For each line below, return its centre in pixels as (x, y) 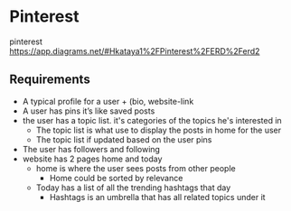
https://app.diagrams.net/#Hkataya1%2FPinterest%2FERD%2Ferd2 (135, 50)
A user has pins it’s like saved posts (89, 111)
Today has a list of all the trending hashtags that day (133, 188)
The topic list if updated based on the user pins (124, 139)
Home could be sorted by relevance (116, 178)
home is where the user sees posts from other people (136, 168)
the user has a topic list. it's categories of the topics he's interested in (152, 120)
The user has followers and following (91, 149)
